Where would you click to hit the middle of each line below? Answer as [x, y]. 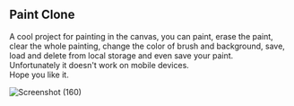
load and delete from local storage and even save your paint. [121, 55]
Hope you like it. [39, 75]
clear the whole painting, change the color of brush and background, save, [147, 46]
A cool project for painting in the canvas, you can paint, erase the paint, [141, 36]
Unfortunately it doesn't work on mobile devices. [99, 65]
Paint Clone [42, 15]
